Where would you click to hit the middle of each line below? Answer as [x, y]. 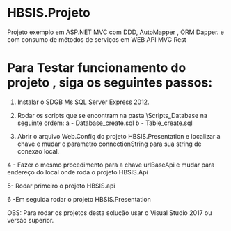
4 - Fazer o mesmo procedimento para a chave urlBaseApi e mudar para [111, 165]
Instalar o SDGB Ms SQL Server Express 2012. [83, 102]
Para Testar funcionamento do [97, 68]
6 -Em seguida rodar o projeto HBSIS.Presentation [79, 199]
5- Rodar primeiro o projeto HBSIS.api [61, 186]
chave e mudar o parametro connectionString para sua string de [109, 144]
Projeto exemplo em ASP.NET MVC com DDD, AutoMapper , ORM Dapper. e [116, 32]
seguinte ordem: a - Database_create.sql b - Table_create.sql [105, 123]
